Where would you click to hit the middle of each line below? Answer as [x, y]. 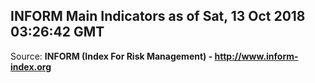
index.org [31, 66]
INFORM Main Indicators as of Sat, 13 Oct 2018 [158, 16]
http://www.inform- [256, 56]
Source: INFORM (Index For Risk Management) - [111, 56]
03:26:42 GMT [57, 32]
